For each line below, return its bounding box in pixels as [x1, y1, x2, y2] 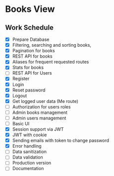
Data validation [12, 154, 43, 160]
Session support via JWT [12, 126, 64, 132]
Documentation [12, 166, 44, 172]
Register [12, 76, 30, 82]
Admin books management [12, 109, 68, 115]
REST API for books [12, 53, 53, 59]
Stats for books [12, 65, 44, 71]
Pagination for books [12, 48, 56, 54]
